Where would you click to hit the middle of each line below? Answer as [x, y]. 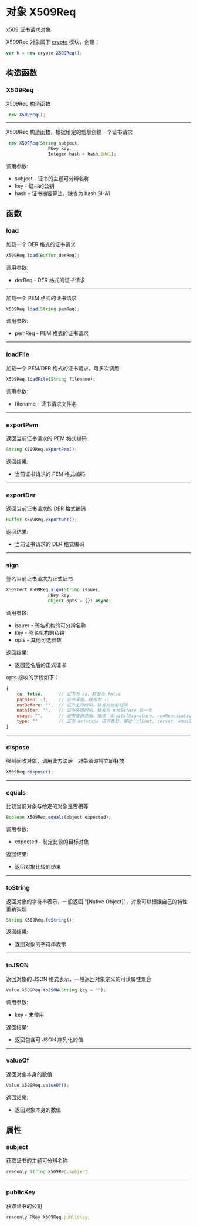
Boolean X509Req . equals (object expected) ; [59, 818]
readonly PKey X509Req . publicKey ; [48, 1217]
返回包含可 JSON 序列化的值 [49, 1039]
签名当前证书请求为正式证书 [40, 579]
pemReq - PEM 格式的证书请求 [52, 333]
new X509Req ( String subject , [44, 143]
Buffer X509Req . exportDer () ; [42, 520]
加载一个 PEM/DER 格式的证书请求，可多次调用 [63, 368]
